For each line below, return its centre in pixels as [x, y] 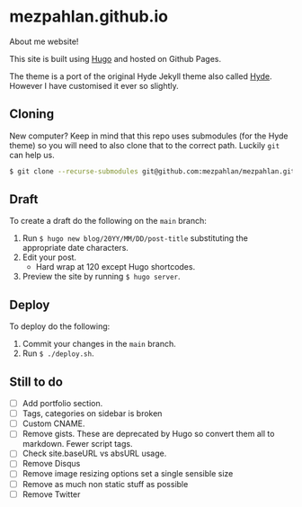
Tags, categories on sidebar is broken [92, 414]
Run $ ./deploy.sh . [58, 353]
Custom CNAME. [53, 423]
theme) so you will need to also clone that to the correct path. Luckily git [145, 145]
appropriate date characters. [75, 248]
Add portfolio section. [62, 404]
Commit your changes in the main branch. [99, 344]
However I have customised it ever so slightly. [94, 85]
